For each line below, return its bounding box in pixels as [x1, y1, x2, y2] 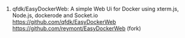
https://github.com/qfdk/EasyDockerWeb [12, 18, 116, 25]
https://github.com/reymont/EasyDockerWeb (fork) [12, 25, 142, 32]
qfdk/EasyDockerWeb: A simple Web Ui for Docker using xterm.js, [12, 6, 179, 12]
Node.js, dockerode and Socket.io [12, 12, 98, 19]
